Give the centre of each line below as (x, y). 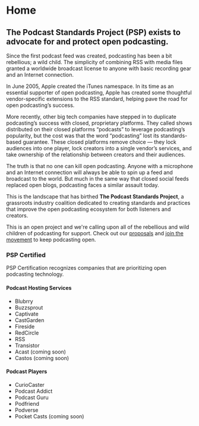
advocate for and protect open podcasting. (87, 41)
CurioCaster (29, 384)
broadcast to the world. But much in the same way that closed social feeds (97, 179)
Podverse (26, 410)
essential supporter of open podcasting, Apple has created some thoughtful (99, 92)
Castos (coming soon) (42, 358)
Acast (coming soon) (40, 352)
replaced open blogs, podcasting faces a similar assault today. (83, 185)
